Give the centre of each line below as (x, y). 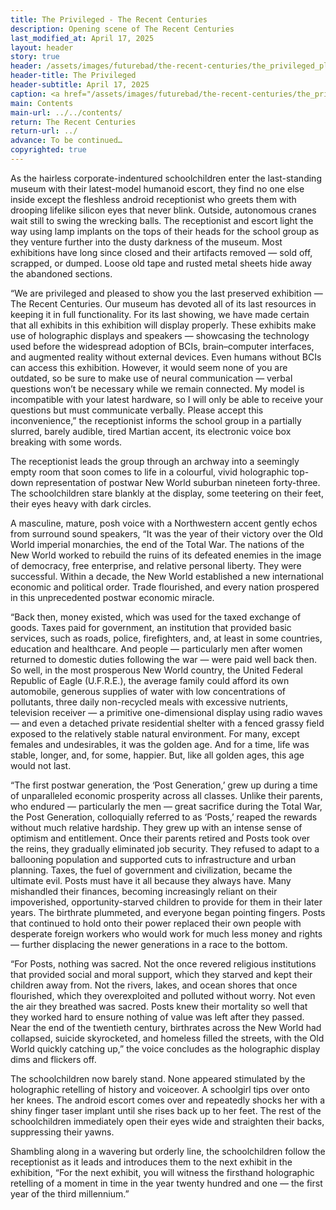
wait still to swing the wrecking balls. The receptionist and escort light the (162, 220)
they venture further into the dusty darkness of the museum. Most (146, 242)
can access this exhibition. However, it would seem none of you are (149, 367)
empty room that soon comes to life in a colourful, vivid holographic (150, 472)
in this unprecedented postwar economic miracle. (112, 597)
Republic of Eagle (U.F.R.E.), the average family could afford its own (150, 680)
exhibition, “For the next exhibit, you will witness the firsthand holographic (162, 1172)
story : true (35, 57)
